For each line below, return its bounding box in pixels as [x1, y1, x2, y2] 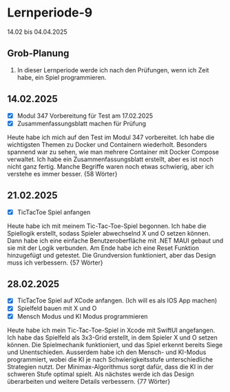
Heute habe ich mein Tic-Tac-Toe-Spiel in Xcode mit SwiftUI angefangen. [7, 326, 216, 334]
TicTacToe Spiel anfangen [17, 208, 91, 216]
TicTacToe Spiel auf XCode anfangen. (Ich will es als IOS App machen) [17, 296, 218, 305]
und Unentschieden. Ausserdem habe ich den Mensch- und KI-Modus [7, 348, 207, 356]
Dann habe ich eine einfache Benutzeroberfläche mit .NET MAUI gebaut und [7, 236, 224, 245]
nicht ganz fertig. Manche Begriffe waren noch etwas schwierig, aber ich [7, 162, 214, 170]
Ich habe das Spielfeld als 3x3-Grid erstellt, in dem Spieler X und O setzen [7, 333, 218, 342]
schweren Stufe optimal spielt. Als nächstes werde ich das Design [7, 370, 194, 378]
